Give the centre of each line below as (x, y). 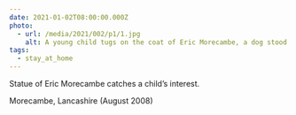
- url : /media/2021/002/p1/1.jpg (79, 34)
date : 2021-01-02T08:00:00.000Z (69, 17)
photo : (21, 26)
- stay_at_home (45, 58)
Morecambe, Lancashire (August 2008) (81, 101)
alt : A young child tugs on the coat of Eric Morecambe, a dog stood (156, 42)
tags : (19, 50)
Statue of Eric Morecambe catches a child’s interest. (105, 84)
